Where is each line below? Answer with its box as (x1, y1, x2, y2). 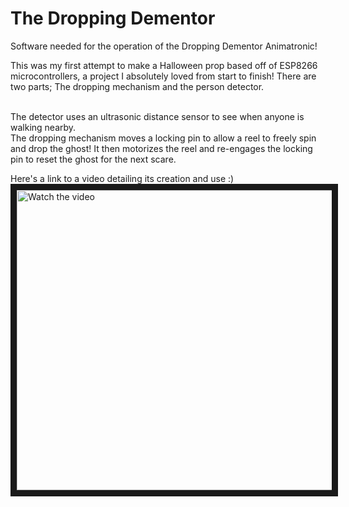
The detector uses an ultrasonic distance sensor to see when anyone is (10, 110, 305, 122)
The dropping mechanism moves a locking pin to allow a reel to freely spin (10, 132, 317, 144)
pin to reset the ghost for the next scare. (10, 153, 177, 165)
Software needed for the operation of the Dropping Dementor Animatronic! (10, 40, 318, 52)
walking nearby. (10, 121, 77, 133)
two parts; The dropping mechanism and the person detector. (10, 80, 265, 92)
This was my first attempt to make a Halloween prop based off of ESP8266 (10, 59, 318, 71)
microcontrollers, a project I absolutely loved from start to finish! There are (10, 70, 317, 82)
